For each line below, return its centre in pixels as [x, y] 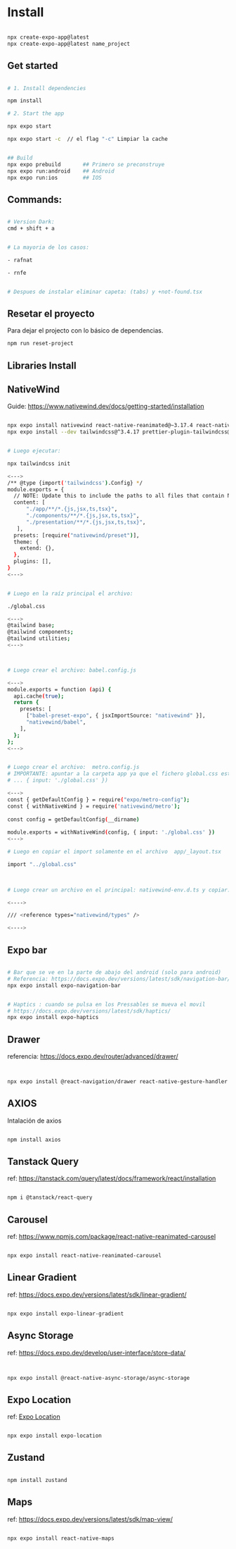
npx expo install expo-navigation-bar [64, 985]
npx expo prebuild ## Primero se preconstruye [86, 164]
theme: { [26, 542]
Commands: [35, 199]
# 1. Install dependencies [47, 88]
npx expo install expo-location [54, 1436]
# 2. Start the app [36, 113]
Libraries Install [42, 365]
